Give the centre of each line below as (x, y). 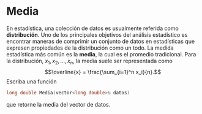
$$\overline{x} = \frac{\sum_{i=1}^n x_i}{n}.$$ (103, 72)
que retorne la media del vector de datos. (58, 104)
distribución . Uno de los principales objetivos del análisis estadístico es (97, 34)
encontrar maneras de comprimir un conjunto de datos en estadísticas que (100, 41)
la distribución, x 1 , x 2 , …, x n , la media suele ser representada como (89, 61)
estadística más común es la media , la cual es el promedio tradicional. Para (101, 54)
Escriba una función (32, 82)
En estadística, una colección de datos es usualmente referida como (92, 28)
